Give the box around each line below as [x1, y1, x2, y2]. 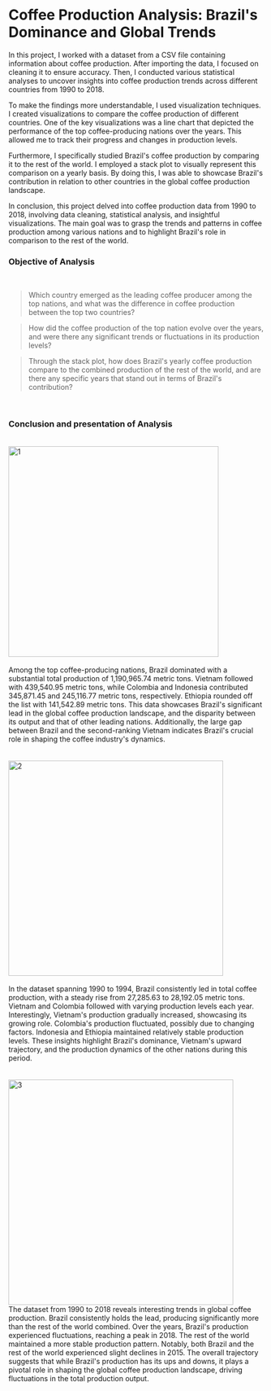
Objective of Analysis [8, 256, 95, 267]
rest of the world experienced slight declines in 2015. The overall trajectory [8, 1347, 259, 1357]
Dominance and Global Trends [8, 23, 217, 42]
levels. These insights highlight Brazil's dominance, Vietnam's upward [8, 1035, 242, 1045]
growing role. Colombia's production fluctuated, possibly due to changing [8, 1018, 255, 1028]
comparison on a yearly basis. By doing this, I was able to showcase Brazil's [8, 168, 264, 177]
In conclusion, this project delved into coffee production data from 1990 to [8, 201, 257, 211]
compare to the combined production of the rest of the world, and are [28, 365, 261, 375]
